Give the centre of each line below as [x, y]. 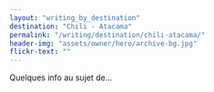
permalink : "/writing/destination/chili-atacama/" [107, 35]
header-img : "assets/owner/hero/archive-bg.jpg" [103, 43]
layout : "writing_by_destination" [75, 18]
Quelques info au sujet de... [61, 77]
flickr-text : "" [40, 52]
